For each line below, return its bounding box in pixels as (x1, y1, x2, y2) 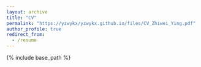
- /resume (12, 37, 37, 43)
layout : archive (6, 9, 48, 15)
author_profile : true (6, 26, 62, 32)
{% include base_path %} (6, 54, 71, 61)
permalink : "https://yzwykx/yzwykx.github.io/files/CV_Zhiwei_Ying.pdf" (6, 20, 196, 26)
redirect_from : (6, 32, 45, 38)
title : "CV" (6, 15, 37, 21)
